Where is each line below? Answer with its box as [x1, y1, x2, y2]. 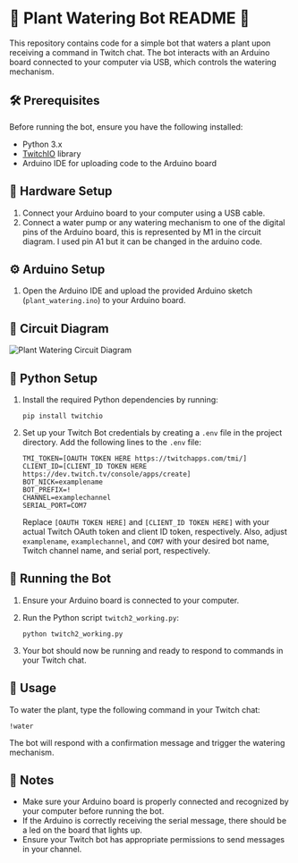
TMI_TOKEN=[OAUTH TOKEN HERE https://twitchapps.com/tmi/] [21, 454, 248, 463]
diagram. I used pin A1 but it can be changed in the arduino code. [21, 236, 262, 247]
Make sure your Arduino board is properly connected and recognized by [21, 796, 289, 808]
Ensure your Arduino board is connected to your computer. [21, 595, 240, 605]
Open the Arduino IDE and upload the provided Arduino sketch [21, 285, 253, 296]
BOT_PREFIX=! [21, 486, 72, 495]
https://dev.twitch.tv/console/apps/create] [21, 470, 192, 478]
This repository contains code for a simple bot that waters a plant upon [9, 38, 271, 48]
